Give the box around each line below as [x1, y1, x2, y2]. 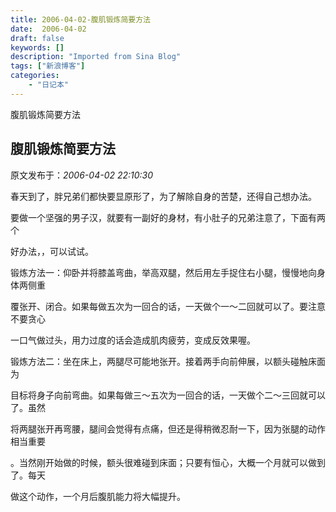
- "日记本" [28, 80, 69, 90]
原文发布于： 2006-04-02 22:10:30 [10, 169, 154, 181]
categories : [10, 71, 60, 81]
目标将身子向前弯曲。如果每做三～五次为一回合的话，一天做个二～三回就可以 [10, 389, 326, 401]
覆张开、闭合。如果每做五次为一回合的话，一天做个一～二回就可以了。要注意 [10, 300, 326, 312]
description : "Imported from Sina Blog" [10, 52, 182, 62]
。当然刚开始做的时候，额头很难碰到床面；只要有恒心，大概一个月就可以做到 [10, 456, 326, 468]
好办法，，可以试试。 [10, 245, 94, 257]
